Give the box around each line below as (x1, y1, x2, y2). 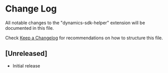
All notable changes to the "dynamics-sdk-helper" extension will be (5, 20, 145, 26)
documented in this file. (5, 25, 54, 31)
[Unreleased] (5, 49, 48, 58)
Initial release (12, 62, 40, 68)
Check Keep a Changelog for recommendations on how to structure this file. (5, 35, 163, 41)
